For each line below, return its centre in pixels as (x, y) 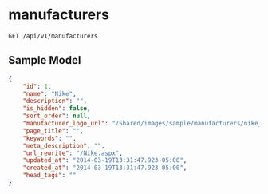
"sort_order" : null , (57, 116)
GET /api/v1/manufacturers (53, 36)
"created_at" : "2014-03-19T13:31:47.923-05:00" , (105, 168)
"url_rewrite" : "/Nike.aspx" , (73, 153)
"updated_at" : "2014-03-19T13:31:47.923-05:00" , (105, 160)
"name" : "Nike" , (50, 93)
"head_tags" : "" (50, 176)
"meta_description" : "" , (64, 145)
